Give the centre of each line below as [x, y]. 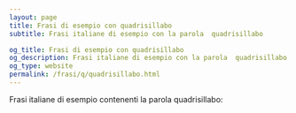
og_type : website [41, 66]
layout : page [33, 17]
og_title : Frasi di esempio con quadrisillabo [97, 49]
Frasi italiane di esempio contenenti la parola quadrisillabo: [116, 99]
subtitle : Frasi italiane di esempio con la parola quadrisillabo [136, 34]
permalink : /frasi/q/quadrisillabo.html [85, 75]
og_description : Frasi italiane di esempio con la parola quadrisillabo [148, 58]
